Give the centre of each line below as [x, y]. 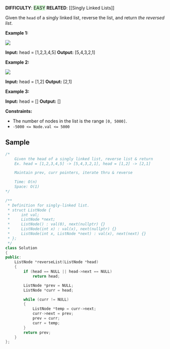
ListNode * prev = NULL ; [48, 285]
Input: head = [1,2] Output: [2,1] [39, 82]
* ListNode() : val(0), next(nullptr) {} [56, 224]
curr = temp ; [46, 323]
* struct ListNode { [29, 210]
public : [13, 257]
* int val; [23, 215]
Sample [18, 142]
